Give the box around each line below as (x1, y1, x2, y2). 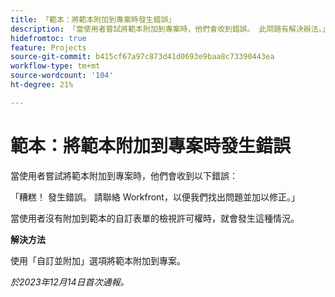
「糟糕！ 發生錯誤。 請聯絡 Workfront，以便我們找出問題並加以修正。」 (10, 191, 300, 203)
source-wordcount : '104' (10, 71, 114, 81)
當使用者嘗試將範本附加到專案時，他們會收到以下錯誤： (10, 169, 238, 181)
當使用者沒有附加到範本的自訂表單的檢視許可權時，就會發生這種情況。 (10, 212, 300, 224)
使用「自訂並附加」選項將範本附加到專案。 (10, 254, 186, 266)
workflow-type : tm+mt (10, 61, 101, 71)
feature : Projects (10, 42, 87, 53)
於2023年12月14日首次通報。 (10, 276, 130, 288)
